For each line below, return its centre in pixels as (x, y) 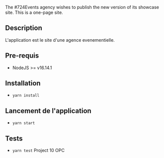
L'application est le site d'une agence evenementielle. (60, 40)
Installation (23, 83)
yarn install (26, 96)
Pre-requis (22, 56)
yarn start (24, 123)
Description (24, 28)
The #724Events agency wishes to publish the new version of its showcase (82, 7)
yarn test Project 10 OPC (38, 151)
